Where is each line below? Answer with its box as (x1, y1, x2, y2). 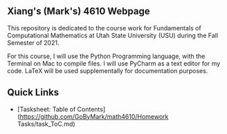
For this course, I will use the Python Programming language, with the (7, 52, 206, 60)
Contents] (77, 105, 106, 113)
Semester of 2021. (7, 38, 60, 47)
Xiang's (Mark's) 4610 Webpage (7, 6, 150, 17)
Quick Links (7, 86, 60, 99)
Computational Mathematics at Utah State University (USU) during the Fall (7, 31, 219, 39)
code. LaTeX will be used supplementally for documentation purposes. (7, 66, 208, 75)
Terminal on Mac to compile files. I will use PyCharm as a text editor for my (7, 59, 221, 68)
